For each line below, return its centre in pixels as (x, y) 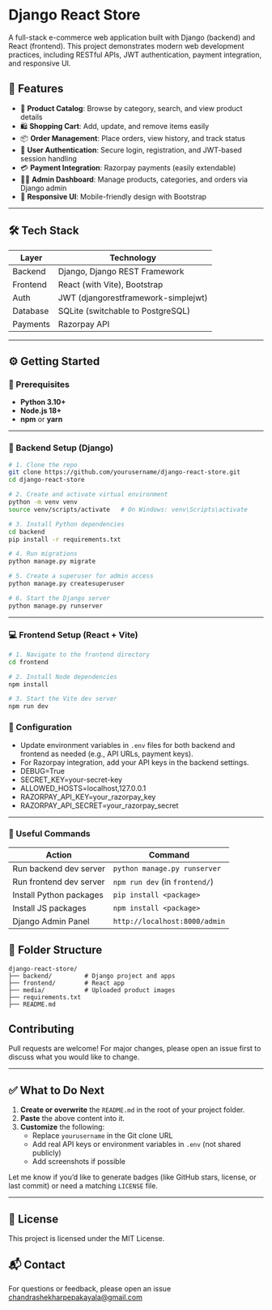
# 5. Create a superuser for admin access (81, 576)
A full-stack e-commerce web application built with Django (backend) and (132, 37)
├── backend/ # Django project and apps (92, 976)
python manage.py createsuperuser (67, 584)
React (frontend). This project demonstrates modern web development (126, 45)
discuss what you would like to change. (74, 1057)
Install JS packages (49, 908)
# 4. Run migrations (43, 554)
